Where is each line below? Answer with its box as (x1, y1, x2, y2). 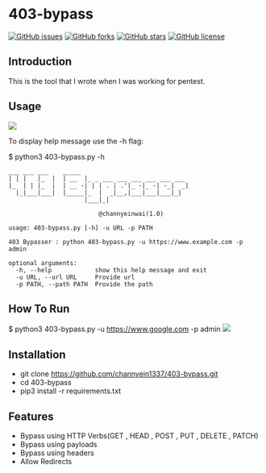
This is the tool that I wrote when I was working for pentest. (8, 76, 206, 85)
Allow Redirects (19, 457, 73, 466)
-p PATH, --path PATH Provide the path (15, 280, 153, 288)
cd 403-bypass (19, 378, 72, 388)
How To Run (8, 301, 70, 315)
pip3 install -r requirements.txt (19, 386, 122, 396)
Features (8, 409, 54, 423)
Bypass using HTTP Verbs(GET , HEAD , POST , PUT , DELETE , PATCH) (19, 431, 260, 440)
